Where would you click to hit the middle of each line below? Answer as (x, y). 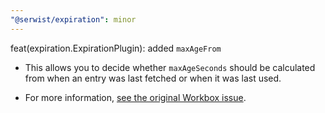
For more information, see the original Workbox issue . (135, 97)
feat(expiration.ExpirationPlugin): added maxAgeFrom (116, 48)
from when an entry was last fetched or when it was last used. (153, 78)
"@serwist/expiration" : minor (73, 19)
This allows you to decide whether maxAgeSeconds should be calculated (170, 67)
